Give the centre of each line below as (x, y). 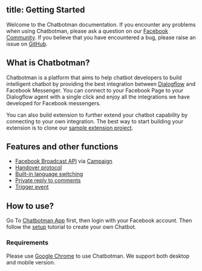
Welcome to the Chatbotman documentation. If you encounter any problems (101, 24)
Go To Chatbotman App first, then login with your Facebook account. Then (99, 221)
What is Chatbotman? (48, 63)
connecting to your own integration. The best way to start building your (95, 121)
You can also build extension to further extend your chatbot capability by (97, 115)
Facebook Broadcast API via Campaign (64, 161)
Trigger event (32, 187)
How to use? (30, 206)
